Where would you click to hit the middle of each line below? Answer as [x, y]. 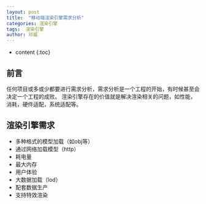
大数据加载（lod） [38, 179]
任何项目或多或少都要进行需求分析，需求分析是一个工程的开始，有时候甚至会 [103, 89]
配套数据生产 [31, 187]
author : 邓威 [22, 35]
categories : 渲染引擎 [32, 23]
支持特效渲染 [31, 195]
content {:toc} [33, 52]
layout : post [23, 12]
